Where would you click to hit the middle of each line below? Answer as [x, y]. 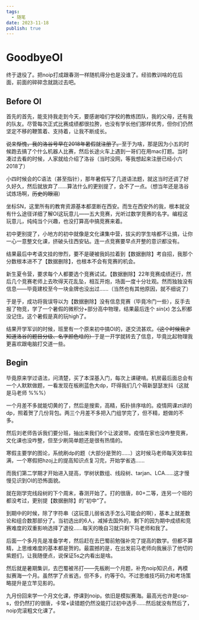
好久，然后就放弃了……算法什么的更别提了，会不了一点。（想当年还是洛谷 [100, 186]
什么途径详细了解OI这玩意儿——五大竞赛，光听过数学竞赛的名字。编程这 [99, 214]
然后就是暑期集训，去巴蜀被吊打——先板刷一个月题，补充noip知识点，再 [94, 568]
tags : [13, 12]
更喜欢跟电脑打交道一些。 [37, 344]
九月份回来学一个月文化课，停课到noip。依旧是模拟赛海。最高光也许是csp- [98, 596]
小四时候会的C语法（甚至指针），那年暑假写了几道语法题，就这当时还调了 [95, 179]
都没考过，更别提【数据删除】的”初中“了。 [58, 501]
